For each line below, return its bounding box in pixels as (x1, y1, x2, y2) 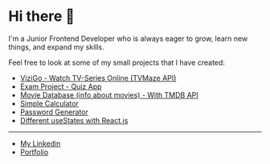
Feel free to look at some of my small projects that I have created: (8, 58, 225, 67)
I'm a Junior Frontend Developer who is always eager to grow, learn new (8, 34, 248, 43)
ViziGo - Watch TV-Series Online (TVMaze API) (19, 73, 177, 82)
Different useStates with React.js (19, 115, 129, 125)
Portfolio (19, 147, 49, 157)
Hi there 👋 (8, 7, 75, 26)
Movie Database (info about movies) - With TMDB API (19, 90, 198, 99)
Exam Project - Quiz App (19, 82, 102, 91)
